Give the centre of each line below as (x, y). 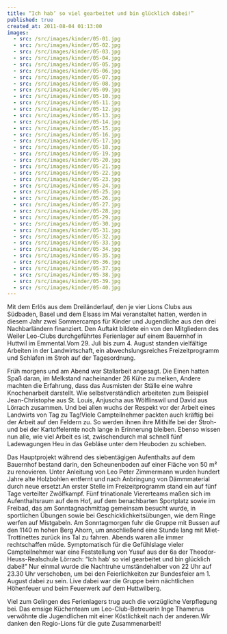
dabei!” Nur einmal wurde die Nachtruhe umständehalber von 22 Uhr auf (109, 567)
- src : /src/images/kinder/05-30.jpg (67, 223)
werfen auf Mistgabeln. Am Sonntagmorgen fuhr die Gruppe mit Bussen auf (113, 523)
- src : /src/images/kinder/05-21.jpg (67, 166)
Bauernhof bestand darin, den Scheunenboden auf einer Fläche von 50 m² (112, 465)
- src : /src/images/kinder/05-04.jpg (67, 58)
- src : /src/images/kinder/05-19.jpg (67, 154)
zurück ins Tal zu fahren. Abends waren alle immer (112, 537)
